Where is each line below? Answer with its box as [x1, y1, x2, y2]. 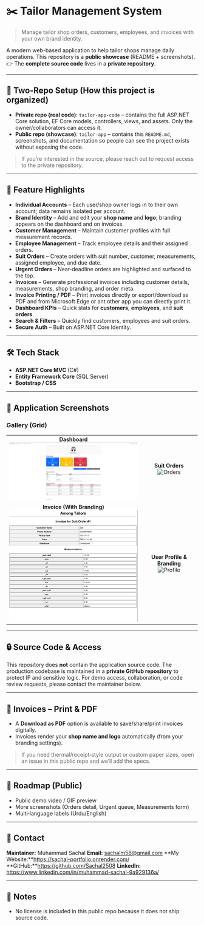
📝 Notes [6, 891, 37, 902]
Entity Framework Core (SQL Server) [15, 373, 109, 380]
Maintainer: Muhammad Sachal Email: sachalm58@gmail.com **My [6, 849, 179, 856]
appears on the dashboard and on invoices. [15, 220, 124, 228]
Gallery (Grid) [6, 421, 47, 429]
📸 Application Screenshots [6, 402, 109, 413]
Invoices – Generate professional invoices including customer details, [15, 278, 189, 285]
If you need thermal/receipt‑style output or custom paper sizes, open [21, 751, 194, 758]
